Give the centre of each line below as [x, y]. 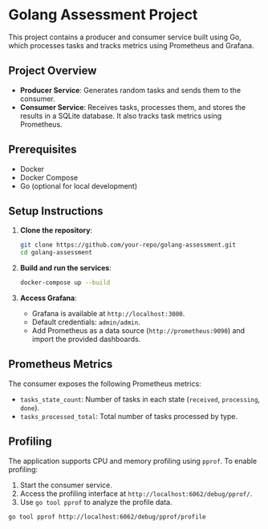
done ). [30, 408]
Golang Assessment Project [103, 15]
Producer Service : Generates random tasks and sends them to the [130, 90]
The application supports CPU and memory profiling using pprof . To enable [133, 461]
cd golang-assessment [56, 253]
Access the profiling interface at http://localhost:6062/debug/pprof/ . [136, 493]
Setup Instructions [56, 211]
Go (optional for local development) [79, 185]
